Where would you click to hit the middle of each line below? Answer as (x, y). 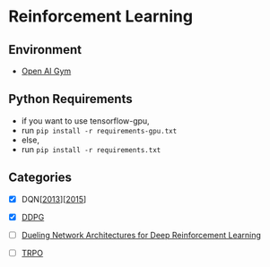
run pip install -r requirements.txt (91, 149)
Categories (40, 178)
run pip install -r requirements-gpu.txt (99, 130)
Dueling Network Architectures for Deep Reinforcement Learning (141, 235)
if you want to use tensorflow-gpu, (85, 121)
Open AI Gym (46, 71)
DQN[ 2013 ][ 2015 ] (54, 199)
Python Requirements (70, 99)
